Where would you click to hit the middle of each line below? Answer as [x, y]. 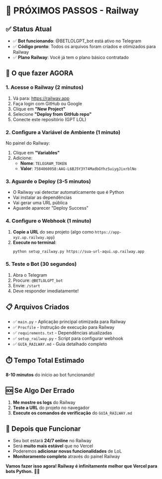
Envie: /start [26, 285]
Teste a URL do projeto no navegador [51, 408]
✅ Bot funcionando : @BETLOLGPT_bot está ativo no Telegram [77, 41]
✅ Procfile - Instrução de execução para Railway [64, 327]
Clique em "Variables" [36, 153]
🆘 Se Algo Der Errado [40, 390]
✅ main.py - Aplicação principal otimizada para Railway [69, 321]
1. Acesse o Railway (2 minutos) [45, 87]
